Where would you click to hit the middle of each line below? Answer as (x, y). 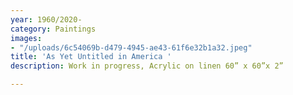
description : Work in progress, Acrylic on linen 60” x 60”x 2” (147, 66)
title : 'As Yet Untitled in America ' (91, 57)
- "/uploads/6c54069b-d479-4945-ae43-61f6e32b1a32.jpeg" (131, 47)
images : (26, 38)
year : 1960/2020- (46, 19)
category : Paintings (53, 29)
